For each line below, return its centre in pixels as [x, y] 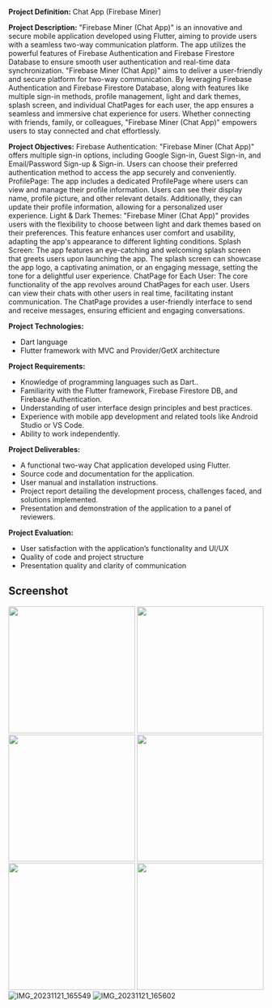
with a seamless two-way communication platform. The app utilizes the [127, 45]
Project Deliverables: [45, 449]
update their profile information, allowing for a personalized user [116, 207]
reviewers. [37, 517]
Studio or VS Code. [52, 425]
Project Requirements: [47, 366]
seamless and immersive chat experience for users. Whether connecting [130, 114]
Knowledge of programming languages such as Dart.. [109, 382]
